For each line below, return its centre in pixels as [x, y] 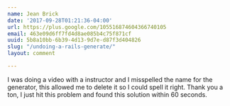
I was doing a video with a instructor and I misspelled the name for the [110, 79]
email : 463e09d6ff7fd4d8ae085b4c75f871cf [70, 34]
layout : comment [31, 54]
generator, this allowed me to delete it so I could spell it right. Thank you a [115, 87]
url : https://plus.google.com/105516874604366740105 [87, 27]
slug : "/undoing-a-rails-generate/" [61, 47]
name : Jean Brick [33, 14]
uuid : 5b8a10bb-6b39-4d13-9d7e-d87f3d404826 [74, 40]
